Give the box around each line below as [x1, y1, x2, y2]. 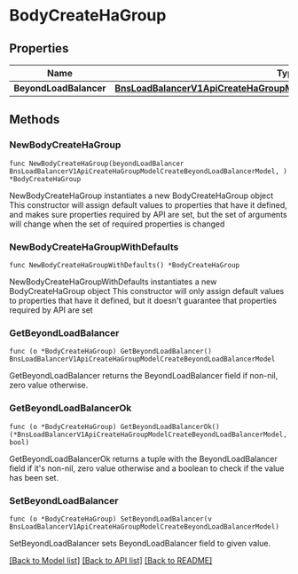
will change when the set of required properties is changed [9, 219, 225, 229]
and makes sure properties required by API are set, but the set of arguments [9, 209, 287, 219]
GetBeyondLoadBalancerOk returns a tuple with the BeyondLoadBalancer [9, 453, 278, 464]
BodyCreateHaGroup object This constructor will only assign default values [9, 285, 285, 296]
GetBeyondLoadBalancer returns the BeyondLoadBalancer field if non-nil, [9, 371, 278, 381]
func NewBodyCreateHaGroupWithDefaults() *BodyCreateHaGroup [9, 260, 240, 269]
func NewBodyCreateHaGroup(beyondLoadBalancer [9, 159, 184, 168]
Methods [9, 112, 60, 127]
